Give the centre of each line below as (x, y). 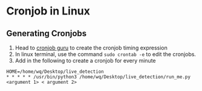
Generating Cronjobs (47, 33)
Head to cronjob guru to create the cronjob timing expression (91, 48)
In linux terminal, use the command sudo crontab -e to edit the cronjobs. (106, 54)
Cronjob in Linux (48, 11)
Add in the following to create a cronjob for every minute (85, 61)
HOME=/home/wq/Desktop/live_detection (55, 72)
